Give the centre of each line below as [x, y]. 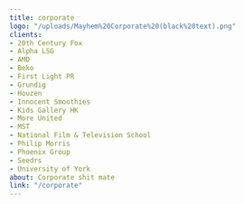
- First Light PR [42, 77]
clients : [26, 34]
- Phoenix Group [40, 152]
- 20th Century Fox [46, 43]
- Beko [22, 69]
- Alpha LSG [32, 51]
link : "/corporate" [46, 186]
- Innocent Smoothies [50, 102]
